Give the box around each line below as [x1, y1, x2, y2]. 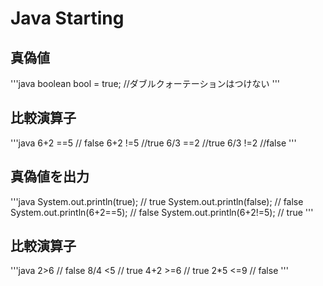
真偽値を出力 [10, 168, 90, 186]
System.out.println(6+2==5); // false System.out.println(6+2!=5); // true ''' [10, 206, 314, 218]
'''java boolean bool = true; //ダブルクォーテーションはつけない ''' [10, 78, 281, 89]
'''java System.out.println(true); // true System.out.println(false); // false [10, 195, 304, 207]
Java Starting [10, 7, 125, 30]
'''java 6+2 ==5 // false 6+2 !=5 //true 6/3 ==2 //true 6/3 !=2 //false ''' [10, 137, 297, 149]
